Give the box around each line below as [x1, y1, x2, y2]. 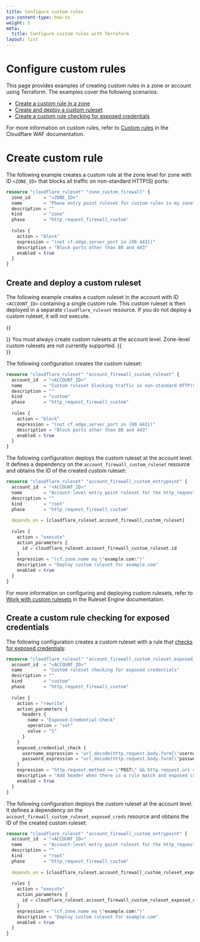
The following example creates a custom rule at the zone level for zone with [6, 171, 192, 178]
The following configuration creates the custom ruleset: [6, 359, 143, 367]
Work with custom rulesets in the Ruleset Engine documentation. [6, 595, 165, 603]
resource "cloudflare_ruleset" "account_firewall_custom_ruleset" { [6, 371, 180, 377]
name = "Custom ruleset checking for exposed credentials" [11, 667, 180, 673]
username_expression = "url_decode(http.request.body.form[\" [21, 750, 180, 756]
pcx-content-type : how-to [6, 14, 70, 20]
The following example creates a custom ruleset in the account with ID [6, 293, 179, 300]
